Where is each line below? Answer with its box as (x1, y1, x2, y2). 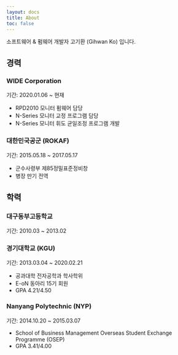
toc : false (6, 20, 34, 26)
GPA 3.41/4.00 (15, 342, 52, 349)
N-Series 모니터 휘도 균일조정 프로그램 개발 (15, 120, 120, 127)
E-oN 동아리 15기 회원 (15, 280, 69, 287)
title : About (6, 15, 40, 21)
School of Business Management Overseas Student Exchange (15, 329, 172, 337)
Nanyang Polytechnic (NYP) (6, 302, 92, 311)
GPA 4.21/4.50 (15, 287, 52, 294)
